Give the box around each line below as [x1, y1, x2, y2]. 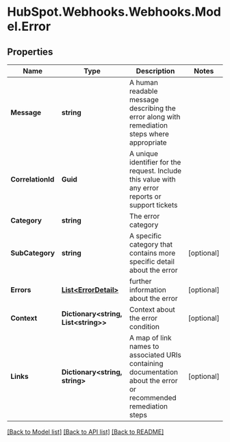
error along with [129, 112, 181, 121]
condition [129, 322, 159, 331]
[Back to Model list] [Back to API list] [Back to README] [7, 428, 164, 436]
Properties [7, 46, 53, 58]
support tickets [129, 200, 178, 210]
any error [129, 183, 159, 193]
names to [129, 342, 159, 351]
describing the [129, 103, 176, 113]
